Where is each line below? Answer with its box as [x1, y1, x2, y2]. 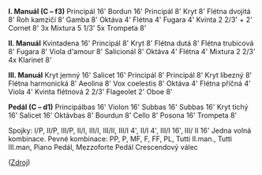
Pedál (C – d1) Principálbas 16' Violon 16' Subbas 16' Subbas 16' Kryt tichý [8, 102, 249, 111]
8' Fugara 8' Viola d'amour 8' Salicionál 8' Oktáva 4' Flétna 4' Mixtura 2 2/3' [8, 47, 256, 56]
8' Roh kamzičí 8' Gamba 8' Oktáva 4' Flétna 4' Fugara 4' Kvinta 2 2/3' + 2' [8, 15, 253, 24]
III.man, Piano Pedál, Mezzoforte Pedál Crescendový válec [8, 143, 199, 151]
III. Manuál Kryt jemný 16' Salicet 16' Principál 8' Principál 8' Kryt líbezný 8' [8, 71, 253, 79]
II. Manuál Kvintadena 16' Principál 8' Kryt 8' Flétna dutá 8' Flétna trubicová [8, 38, 254, 48]
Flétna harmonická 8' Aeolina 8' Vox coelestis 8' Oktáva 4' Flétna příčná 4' [8, 78, 251, 88]
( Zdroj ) [8, 158, 31, 167]
